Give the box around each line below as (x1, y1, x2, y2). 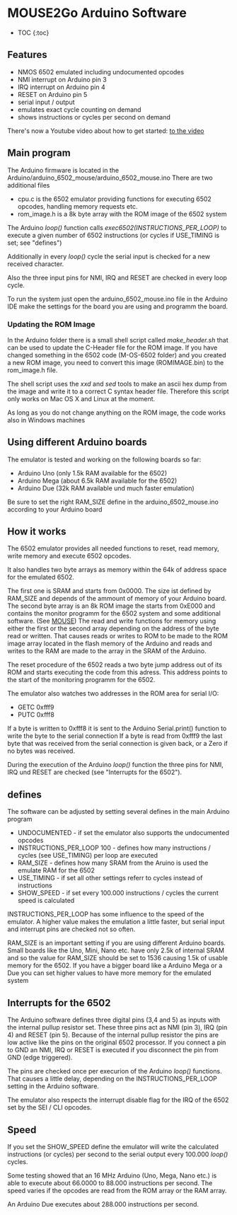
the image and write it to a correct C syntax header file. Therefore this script (7, 387, 229, 396)
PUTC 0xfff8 (17, 710, 54, 719)
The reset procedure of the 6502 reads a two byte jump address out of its (7, 660, 223, 669)
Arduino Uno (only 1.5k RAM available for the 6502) (17, 468, 168, 477)
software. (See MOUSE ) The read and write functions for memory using (7, 617, 216, 626)
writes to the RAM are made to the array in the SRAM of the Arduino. (7, 647, 207, 655)
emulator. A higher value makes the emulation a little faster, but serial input (7, 918, 225, 926)
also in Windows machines (7, 415, 86, 424)
